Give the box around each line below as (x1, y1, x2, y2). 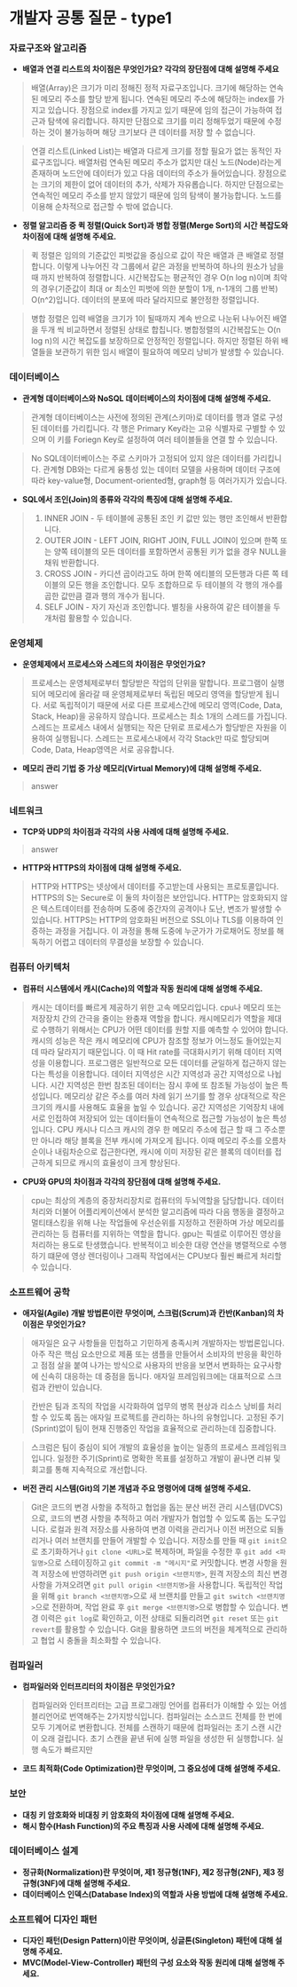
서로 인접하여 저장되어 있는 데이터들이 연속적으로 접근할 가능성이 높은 (30, 1113, 270, 1124)
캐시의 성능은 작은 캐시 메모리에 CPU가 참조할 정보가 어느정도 (30, 1035, 244, 1045)
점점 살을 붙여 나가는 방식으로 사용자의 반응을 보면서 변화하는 (40, 1360, 251, 1370)
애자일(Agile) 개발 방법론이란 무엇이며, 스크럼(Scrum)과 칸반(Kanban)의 (21, 1307, 275, 1318)
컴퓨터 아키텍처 (9, 961, 71, 974)
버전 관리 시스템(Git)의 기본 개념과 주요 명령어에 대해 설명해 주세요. (21, 1483, 252, 1494)
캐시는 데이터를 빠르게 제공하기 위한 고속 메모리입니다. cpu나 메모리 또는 (30, 1002, 282, 1013)
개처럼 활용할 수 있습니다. (43, 612, 133, 623)
